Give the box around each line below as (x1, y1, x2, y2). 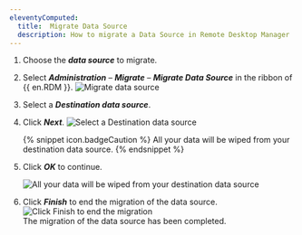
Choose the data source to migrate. (22, 55, 158, 66)
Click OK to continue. (22, 162, 102, 173)
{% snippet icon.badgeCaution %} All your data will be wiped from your (22, 135, 290, 146)
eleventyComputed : (9, 13, 79, 23)
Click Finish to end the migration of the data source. (22, 196, 218, 208)
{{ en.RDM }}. (22, 82, 73, 93)
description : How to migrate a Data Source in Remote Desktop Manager (17, 30, 290, 39)
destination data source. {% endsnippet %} (22, 144, 184, 155)
